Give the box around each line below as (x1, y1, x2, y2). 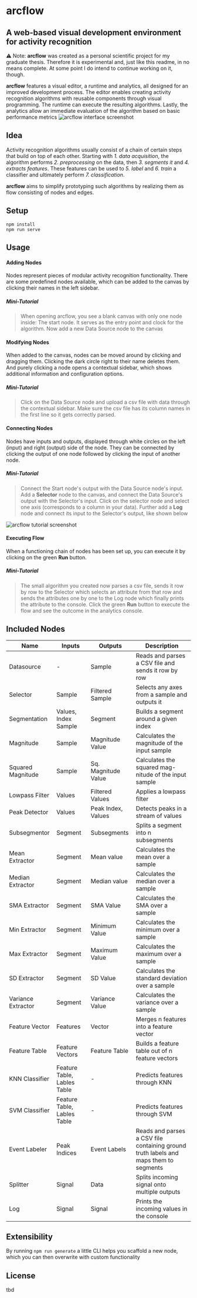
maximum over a (135, 950, 182, 958)
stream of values (135, 811, 182, 820)
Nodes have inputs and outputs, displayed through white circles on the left (6, 438, 186, 445)
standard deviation (135, 974, 188, 982)
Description (145, 642, 179, 650)
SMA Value (90, 901, 121, 909)
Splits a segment (135, 821, 182, 829)
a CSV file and (135, 659, 175, 667)
